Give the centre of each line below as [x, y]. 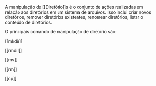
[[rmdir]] [14, 50]
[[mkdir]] [14, 41]
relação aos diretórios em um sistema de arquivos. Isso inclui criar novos [78, 12]
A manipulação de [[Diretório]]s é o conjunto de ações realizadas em [74, 7]
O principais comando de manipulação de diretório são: [61, 32]
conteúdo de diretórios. [29, 22]
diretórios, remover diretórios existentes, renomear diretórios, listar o [74, 17]
